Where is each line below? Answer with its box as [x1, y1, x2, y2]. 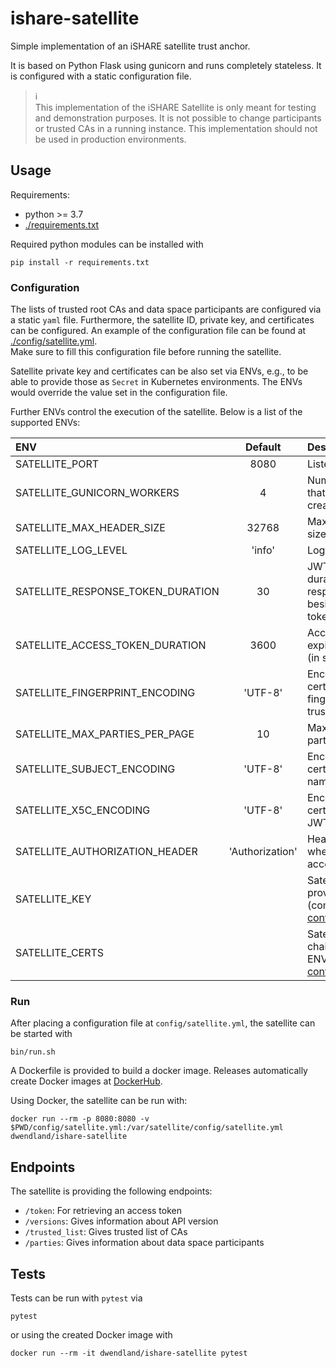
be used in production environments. [34, 133, 187, 145]
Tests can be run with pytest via [10, 1292, 143, 1304]
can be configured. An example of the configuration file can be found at [10, 325, 307, 337]
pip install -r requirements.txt [10, 257, 150, 267]
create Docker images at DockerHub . [10, 1075, 163, 1087]
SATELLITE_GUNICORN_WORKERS [15, 486, 180, 500]
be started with [10, 1028, 73, 1040]
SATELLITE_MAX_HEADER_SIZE [15, 521, 166, 535]
